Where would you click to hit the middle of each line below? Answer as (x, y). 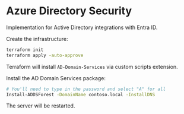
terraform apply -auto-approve (45, 55)
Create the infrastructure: (37, 39)
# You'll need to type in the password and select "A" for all (86, 89)
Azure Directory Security (69, 11)
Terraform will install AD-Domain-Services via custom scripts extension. (92, 66)
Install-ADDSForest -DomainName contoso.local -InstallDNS (81, 94)
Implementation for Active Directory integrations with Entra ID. (82, 27)
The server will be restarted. (41, 106)
